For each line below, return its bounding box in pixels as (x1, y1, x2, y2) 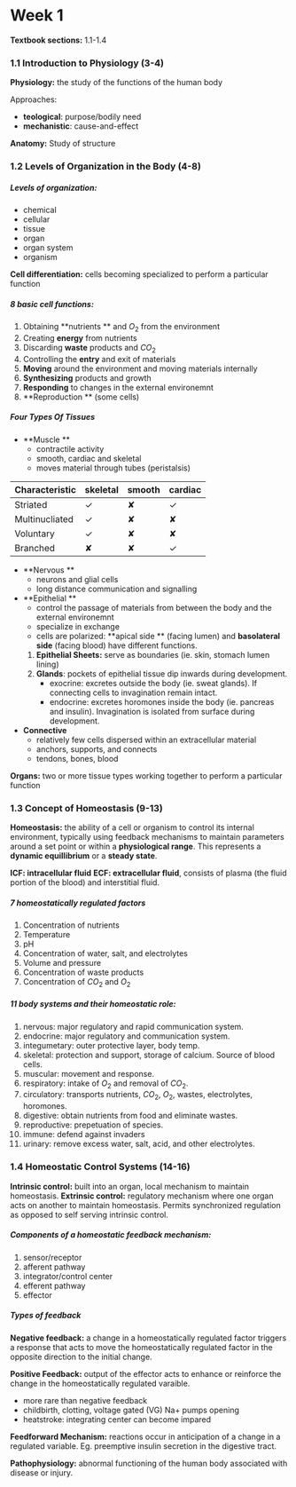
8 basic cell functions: (10, 298, 94, 309)
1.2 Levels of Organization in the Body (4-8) (10, 161, 202, 173)
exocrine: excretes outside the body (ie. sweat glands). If (49, 677, 258, 688)
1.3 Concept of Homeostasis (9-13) (10, 802, 163, 814)
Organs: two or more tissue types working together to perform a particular (10, 770, 283, 781)
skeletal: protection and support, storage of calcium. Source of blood (22, 1049, 276, 1060)
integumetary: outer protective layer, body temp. (22, 1040, 200, 1050)
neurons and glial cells (35, 573, 119, 584)
